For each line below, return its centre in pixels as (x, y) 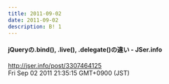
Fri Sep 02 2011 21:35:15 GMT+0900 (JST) (69, 73)
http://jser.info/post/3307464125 (55, 65)
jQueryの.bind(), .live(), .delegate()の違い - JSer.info (85, 49)
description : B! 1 (35, 26)
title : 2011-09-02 (35, 14)
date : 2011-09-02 (33, 20)
